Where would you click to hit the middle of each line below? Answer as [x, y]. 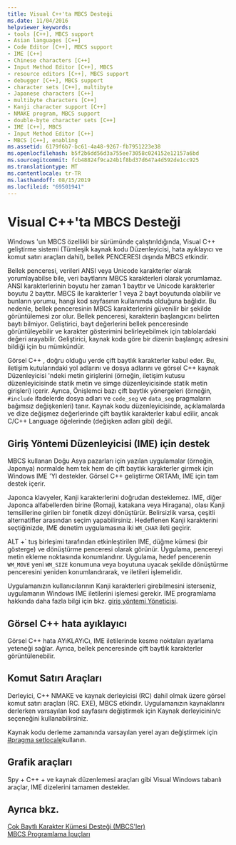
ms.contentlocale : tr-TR [44, 173]
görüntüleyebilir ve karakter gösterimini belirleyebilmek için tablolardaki [112, 331]
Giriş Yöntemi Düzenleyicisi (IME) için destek [109, 444]
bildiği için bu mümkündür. [46, 346]
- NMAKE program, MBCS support [54, 114]
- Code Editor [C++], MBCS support [60, 47]
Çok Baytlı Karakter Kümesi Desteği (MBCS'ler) [77, 826]
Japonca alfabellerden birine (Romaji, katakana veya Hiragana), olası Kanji [116, 505]
